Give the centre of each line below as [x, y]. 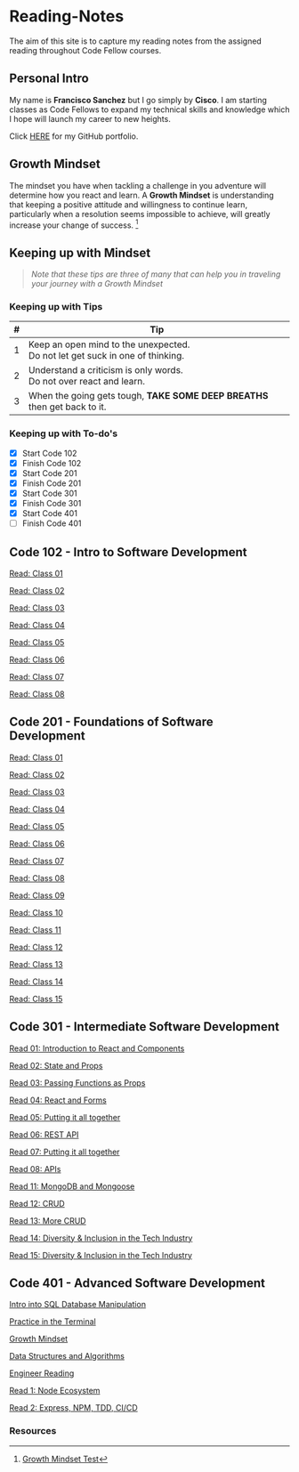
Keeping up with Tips [56, 306]
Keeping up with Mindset [80, 252]
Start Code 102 [49, 453]
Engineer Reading [42, 1373]
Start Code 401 [50, 513]
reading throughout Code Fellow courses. [85, 50]
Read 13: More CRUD [48, 1220]
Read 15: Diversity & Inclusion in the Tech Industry [101, 1255]
